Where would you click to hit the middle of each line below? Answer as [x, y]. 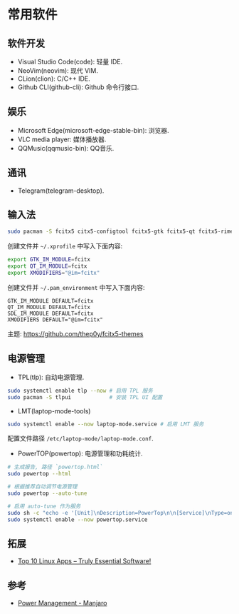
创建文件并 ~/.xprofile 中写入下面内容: [65, 246]
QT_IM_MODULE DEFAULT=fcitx [49, 307]
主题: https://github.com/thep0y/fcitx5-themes [75, 333]
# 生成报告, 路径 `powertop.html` [55, 467]
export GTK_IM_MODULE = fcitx [49, 260]
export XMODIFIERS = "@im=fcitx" [54, 273]
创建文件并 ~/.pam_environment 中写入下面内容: [76, 287]
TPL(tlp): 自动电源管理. [51, 377]
